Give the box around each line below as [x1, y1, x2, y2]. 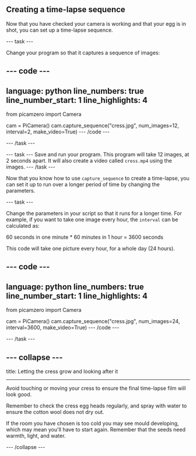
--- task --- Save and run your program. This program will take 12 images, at [6, 151, 190, 158]
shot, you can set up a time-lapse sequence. [6, 26, 113, 33]
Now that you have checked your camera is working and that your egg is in [6, 20, 187, 27]
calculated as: [6, 222, 40, 229]
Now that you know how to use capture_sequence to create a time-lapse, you [6, 175, 190, 182]
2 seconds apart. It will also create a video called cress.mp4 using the [6, 157, 172, 164]
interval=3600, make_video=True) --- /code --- [6, 324, 120, 331]
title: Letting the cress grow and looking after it [6, 368, 118, 375]
